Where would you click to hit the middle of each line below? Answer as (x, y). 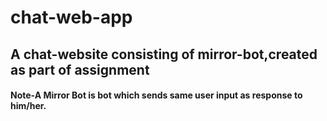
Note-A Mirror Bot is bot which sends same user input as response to (156, 95)
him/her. (28, 106)
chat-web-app (71, 17)
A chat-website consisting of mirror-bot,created (164, 54)
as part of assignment (80, 69)
